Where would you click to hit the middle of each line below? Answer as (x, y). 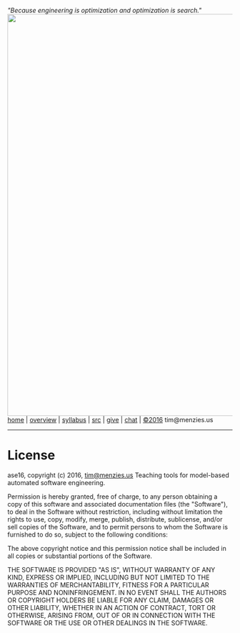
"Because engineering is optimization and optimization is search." (105, 10)
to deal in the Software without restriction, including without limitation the (115, 512)
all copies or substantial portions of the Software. (80, 556)
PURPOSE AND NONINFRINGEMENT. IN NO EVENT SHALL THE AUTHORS (117, 592)
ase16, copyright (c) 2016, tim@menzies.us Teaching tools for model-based (119, 475)
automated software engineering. (56, 482)
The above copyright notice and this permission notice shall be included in (117, 548)
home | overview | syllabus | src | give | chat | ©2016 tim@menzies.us (110, 420)
